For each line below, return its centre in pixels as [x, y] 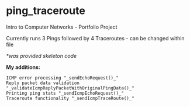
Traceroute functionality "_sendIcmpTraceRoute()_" [70, 98]
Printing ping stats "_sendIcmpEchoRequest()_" [65, 93]
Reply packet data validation [43, 83]
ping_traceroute [46, 11]
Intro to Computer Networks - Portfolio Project [62, 27]
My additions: [23, 67]
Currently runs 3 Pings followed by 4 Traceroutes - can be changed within [96, 38]
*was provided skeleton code [42, 56]
